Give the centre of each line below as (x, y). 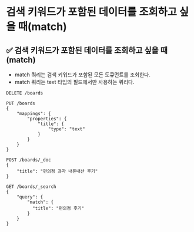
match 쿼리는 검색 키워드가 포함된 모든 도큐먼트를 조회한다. (83, 75)
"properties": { (47, 119)
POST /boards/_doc (29, 160)
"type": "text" (66, 129)
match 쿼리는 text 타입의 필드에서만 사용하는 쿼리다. (74, 82)
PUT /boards (21, 103)
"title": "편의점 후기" (58, 209)
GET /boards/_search (31, 187)
